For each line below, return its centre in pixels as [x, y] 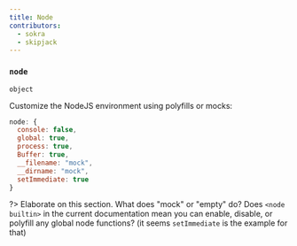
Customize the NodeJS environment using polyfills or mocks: [121, 105]
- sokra [31, 34]
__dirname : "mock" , [53, 171]
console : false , [47, 130]
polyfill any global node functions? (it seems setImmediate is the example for [148, 223]
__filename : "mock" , [55, 163]
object [21, 89]
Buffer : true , [43, 155]
